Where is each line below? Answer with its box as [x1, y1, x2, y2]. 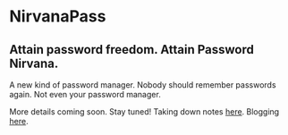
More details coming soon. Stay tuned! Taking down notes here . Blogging [9, 106, 280, 117]
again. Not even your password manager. [9, 89, 161, 99]
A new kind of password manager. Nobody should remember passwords [9, 80, 276, 90]
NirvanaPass [9, 6, 106, 27]
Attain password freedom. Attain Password [9, 42, 255, 57]
